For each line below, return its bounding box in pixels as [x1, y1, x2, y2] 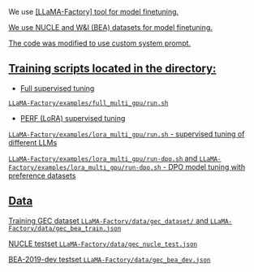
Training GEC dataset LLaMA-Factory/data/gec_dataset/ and [8, 215, 209, 226]
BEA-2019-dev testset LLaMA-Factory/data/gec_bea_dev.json [8, 254, 211, 264]
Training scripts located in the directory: [8, 62, 217, 76]
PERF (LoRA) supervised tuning [19, 113, 126, 123]
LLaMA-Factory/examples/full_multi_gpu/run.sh [8, 99, 169, 107]
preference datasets [8, 171, 76, 180]
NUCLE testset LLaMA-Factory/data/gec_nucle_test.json [8, 239, 198, 248]
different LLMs [8, 137, 58, 147]
